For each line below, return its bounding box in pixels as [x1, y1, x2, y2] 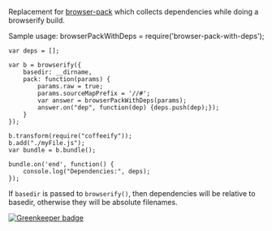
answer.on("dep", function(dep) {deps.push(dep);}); [37, 104, 220, 112]
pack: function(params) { [23, 75, 111, 83]
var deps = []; [8, 47, 60, 55]
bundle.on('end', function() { [8, 160, 114, 169]
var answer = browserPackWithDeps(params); [37, 96, 187, 105]
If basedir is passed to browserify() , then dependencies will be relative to [8, 189, 256, 198]
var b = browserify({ [8, 61, 82, 69]
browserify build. [8, 15, 65, 25]
